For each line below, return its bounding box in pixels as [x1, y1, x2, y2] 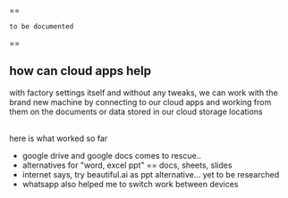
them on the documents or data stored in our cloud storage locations [9, 106, 263, 117]
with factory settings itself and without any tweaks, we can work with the [9, 87, 279, 98]
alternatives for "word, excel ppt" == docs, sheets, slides [21, 160, 233, 170]
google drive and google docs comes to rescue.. [21, 150, 201, 161]
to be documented [9, 22, 74, 31]
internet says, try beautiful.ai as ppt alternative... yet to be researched [21, 169, 280, 179]
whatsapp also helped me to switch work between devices [21, 178, 239, 189]
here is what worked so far [9, 133, 108, 144]
